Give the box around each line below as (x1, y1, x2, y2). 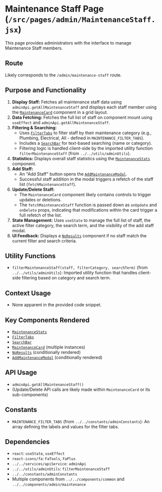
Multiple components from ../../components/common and (12, 476, 125, 482)
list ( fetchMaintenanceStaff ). (19, 181, 76, 187)
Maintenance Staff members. (5, 45, 63, 51)
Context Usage (5, 289, 51, 297)
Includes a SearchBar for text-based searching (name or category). (19, 140, 152, 146)
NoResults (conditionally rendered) (12, 350, 81, 355)
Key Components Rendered (5, 316, 90, 324)
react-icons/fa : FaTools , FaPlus (12, 456, 76, 461)
